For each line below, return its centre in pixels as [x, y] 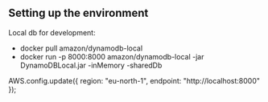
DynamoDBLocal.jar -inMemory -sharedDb [91, 65]
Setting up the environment [78, 13]
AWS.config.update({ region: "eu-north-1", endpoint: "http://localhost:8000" [134, 80]
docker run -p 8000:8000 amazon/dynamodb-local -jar [112, 56]
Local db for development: [52, 32]
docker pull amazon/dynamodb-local [81, 48]
